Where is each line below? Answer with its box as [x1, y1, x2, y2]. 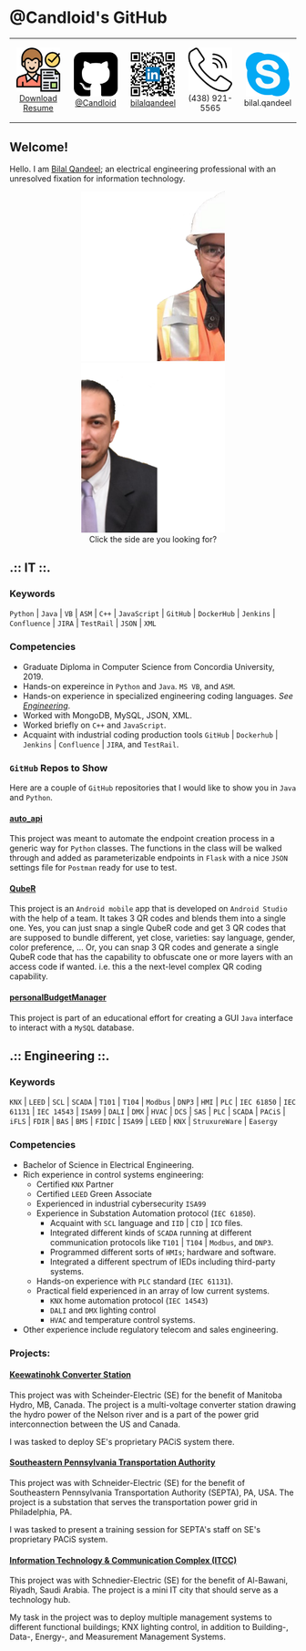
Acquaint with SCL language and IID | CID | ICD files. [49, 1217, 243, 1228]
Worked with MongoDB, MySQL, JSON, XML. [22, 709, 193, 720]
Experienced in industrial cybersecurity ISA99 [36, 1198, 207, 1209]
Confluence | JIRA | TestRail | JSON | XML [9, 618, 157, 629]
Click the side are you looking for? [89, 533, 217, 544]
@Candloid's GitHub [9, 7, 168, 28]
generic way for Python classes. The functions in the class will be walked [9, 842, 282, 854]
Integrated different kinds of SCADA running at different [49, 1227, 252, 1238]
